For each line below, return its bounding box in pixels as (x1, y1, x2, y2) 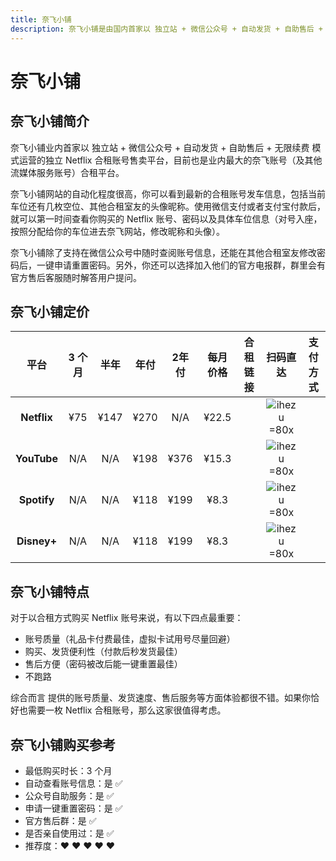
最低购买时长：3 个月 (24, 764, 113, 776)
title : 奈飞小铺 (10, 14, 72, 25)
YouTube (15, 452, 58, 466)
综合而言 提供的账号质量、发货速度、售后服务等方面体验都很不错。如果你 (10, 692, 311, 704)
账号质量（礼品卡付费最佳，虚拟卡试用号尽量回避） (24, 633, 236, 645)
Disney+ (16, 534, 57, 548)
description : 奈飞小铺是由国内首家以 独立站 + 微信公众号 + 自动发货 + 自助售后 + (10, 24, 324, 34)
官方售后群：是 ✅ (24, 814, 97, 826)
